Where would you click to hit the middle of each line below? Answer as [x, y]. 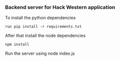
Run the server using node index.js [40, 53]
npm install [17, 45]
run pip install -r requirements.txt [43, 27]
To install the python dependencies [40, 18]
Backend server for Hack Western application [60, 7]
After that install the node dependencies [45, 36]
